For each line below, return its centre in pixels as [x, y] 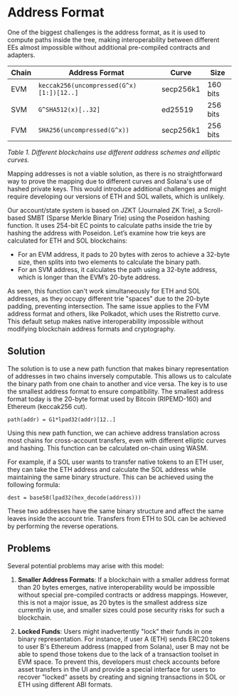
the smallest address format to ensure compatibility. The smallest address [116, 391]
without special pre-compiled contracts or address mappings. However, [123, 595]
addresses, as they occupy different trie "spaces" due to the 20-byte [108, 298]
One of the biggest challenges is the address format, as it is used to [107, 32]
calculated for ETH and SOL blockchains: [68, 241]
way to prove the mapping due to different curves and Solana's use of [110, 181]
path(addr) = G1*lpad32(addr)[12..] [62, 419]
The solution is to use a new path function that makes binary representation [118, 368]
